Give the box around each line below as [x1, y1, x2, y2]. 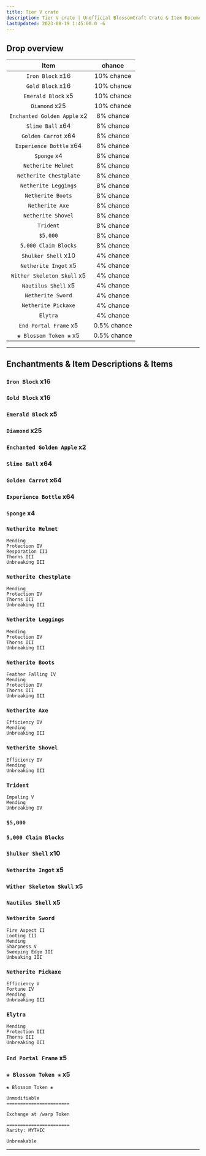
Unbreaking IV [6, 805, 43, 811]
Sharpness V [6, 943, 37, 950]
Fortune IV [6, 986, 34, 993]
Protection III [6, 1029, 45, 1035]
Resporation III [6, 549, 48, 555]
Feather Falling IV [6, 671, 56, 678]
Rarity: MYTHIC [6, 1127, 45, 1133]
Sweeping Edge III [6, 948, 53, 955]
